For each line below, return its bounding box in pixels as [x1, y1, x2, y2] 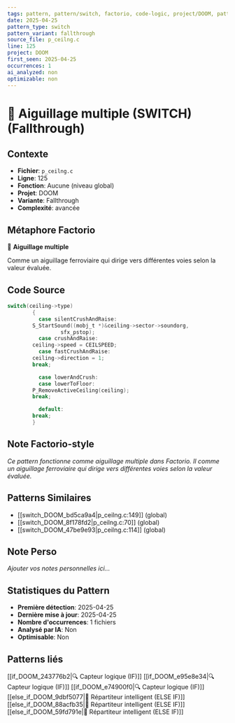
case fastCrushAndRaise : [38, 348, 111, 356]
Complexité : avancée [17, 204, 80, 212]
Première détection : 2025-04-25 [17, 603, 114, 612]
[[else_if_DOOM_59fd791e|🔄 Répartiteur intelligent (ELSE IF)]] [7, 708, 184, 716]
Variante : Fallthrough [17, 197, 79, 205]
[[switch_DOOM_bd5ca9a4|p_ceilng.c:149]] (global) [17, 510, 168, 519]
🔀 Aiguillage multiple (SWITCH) [7, 106, 192, 121]
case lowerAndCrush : [38, 374, 99, 381]
